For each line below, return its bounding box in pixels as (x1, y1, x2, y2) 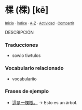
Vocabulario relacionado (5, 65, 64, 72)
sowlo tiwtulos (12, 53, 41, 58)
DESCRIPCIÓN (5, 29, 34, 35)
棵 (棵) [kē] (5, 4, 49, 16)
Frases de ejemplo (5, 88, 49, 95)
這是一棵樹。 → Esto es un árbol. (12, 99, 78, 105)
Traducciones (5, 41, 39, 48)
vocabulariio (12, 76, 37, 82)
